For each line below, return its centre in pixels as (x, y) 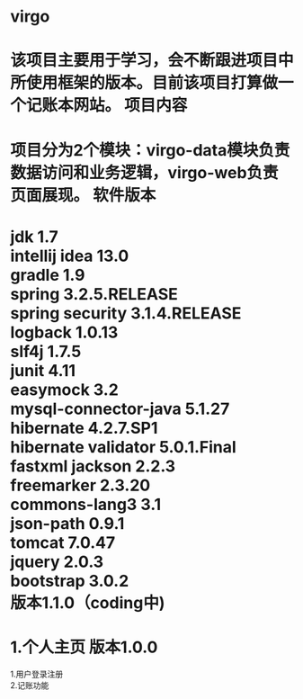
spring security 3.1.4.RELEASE (126, 313)
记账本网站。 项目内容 (107, 106)
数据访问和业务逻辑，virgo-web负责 (144, 172)
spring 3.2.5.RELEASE (94, 294)
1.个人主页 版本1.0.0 (84, 647)
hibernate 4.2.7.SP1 (84, 428)
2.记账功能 (30, 685)
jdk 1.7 (35, 237)
